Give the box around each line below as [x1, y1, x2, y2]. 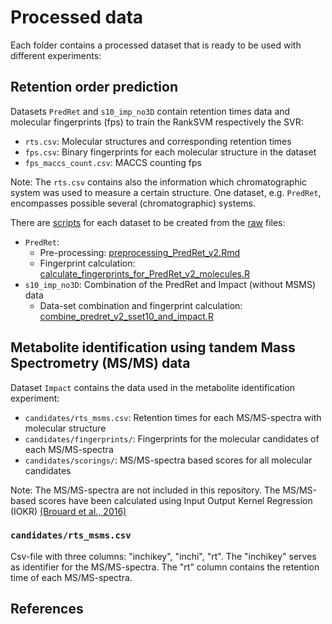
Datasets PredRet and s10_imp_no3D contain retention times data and [10, 105, 291, 117]
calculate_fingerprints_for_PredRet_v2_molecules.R [39, 267, 251, 280]
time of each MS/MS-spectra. [10, 571, 133, 583]
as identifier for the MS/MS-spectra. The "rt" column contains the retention [10, 561, 320, 573]
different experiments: [10, 49, 102, 61]
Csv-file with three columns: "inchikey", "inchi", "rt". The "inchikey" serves [10, 550, 317, 562]
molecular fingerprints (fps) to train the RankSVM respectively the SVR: [10, 116, 304, 128]
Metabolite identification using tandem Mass [10, 339, 296, 356]
